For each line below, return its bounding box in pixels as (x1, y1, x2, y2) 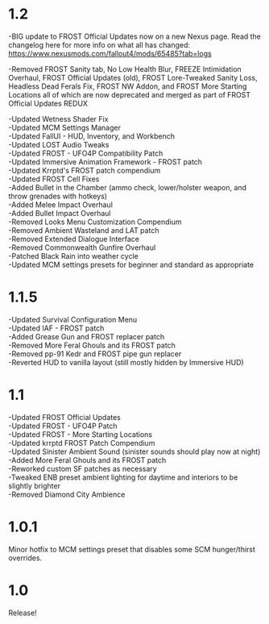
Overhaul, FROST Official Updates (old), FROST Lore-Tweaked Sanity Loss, (8, 73, 258, 82)
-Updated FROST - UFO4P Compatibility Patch (8, 148, 163, 158)
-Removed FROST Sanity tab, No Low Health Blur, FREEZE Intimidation (8, 64, 242, 73)
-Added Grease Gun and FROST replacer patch (8, 331, 165, 341)
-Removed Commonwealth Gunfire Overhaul (8, 243, 156, 252)
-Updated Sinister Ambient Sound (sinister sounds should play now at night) (8, 447, 261, 456)
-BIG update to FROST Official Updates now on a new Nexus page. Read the (8, 31, 262, 41)
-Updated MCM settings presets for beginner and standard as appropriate (8, 260, 255, 269)
